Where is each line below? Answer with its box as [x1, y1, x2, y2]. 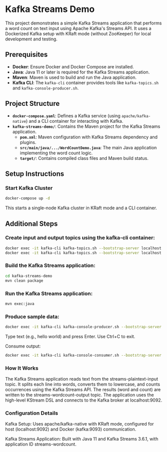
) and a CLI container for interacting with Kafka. [25, 118, 124, 124]
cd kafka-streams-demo [5, 273, 52, 278]
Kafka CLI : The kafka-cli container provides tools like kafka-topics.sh [12, 79, 159, 85]
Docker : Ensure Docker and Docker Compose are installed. [12, 63, 134, 69]
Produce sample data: [5, 313, 60, 320]
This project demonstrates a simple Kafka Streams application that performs [5, 20, 162, 26]
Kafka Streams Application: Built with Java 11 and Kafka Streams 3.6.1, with [5, 436, 159, 442]
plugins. [19, 139, 36, 145]
